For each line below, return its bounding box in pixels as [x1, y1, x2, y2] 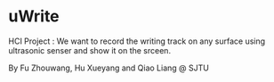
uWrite [8, 6, 60, 27]
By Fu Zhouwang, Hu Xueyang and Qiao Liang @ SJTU [8, 62, 210, 73]
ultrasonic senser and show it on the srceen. [8, 45, 171, 55]
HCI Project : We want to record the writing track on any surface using [8, 36, 266, 46]
